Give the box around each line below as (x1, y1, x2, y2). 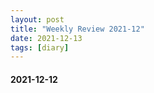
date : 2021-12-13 (10, 33, 83, 43)
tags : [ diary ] (10, 42, 70, 53)
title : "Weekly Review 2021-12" (10, 24, 145, 34)
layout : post (10, 14, 65, 25)
